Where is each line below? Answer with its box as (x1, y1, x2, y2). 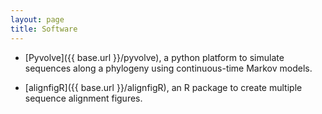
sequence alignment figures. (24, 92, 143, 104)
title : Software (10, 24, 78, 34)
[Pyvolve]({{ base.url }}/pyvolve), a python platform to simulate (24, 51, 285, 63)
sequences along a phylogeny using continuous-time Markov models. (24, 62, 313, 74)
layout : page (10, 14, 65, 25)
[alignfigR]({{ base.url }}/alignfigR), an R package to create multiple (24, 81, 303, 93)
